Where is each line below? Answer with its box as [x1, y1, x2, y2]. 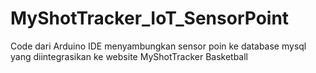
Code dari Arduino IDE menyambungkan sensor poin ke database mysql [10, 40, 307, 52]
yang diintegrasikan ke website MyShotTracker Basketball [10, 50, 249, 62]
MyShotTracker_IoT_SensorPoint [10, 7, 290, 30]
